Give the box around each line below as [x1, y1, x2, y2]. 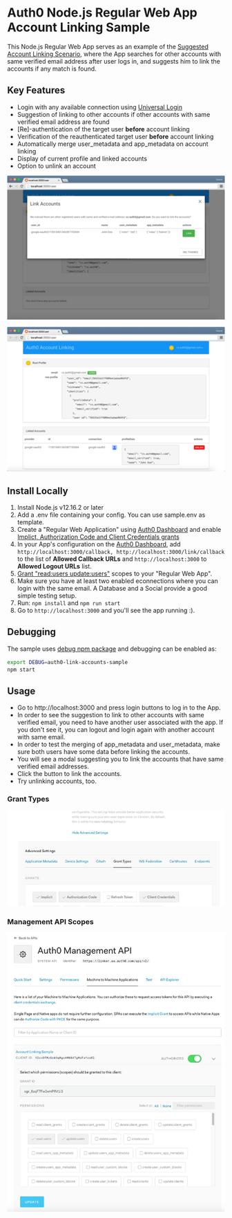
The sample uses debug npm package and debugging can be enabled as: [7, 645, 217, 653]
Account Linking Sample [7, 19, 151, 35]
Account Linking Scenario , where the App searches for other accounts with [7, 50, 222, 58]
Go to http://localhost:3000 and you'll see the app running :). [17, 606, 195, 614]
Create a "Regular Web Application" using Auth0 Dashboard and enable [17, 525, 222, 533]
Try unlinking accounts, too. [17, 777, 97, 786]
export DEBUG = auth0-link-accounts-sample [7, 658, 128, 665]
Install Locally [7, 485, 68, 497]
